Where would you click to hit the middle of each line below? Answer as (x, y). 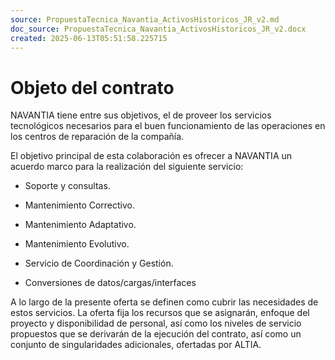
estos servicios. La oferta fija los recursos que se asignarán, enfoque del (160, 313)
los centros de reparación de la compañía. (97, 137)
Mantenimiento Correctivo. (80, 205)
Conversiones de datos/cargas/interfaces (110, 283)
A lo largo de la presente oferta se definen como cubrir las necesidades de (164, 302)
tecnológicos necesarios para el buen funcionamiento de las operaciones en (168, 126)
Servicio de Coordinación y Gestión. (99, 263)
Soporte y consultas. (67, 186)
